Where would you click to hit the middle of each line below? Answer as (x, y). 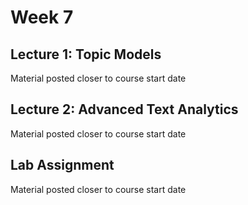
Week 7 (42, 17)
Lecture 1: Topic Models (86, 54)
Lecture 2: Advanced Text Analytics (124, 109)
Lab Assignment (62, 165)
